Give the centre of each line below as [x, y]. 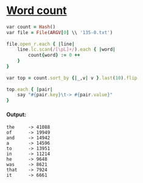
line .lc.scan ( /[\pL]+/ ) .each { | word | [66, 49]
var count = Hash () [31, 27]
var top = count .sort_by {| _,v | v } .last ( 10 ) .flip [72, 78]
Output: [16, 114]
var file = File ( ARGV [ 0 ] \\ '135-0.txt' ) [60, 32]
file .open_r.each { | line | [40, 44]
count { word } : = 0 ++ [54, 56]
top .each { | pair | [30, 89]
